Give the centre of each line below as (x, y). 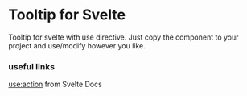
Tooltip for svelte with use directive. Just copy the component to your (123, 37)
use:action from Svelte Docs (55, 84)
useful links (31, 66)
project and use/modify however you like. (77, 45)
